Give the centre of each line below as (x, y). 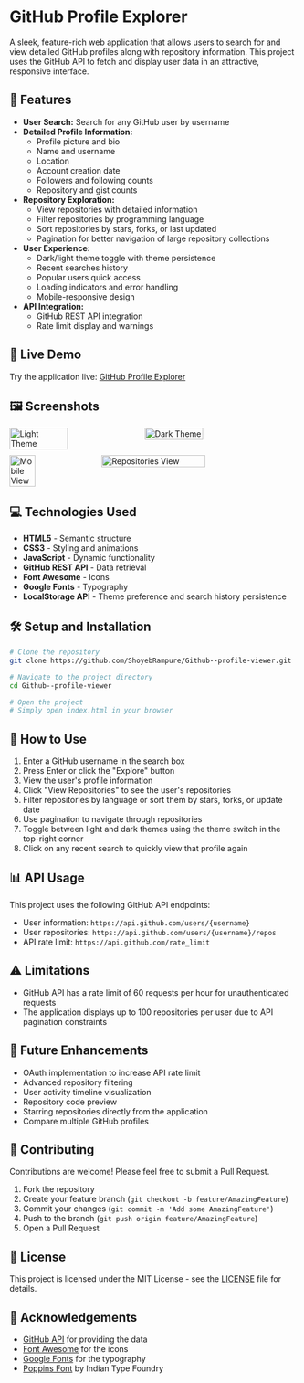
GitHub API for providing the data (85, 1339)
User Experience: (56, 248)
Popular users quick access (89, 277)
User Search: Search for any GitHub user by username (126, 121)
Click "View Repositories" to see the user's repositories (126, 790)
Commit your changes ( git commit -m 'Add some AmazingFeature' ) (148, 1209)
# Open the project (47, 702)
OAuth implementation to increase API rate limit (111, 1072)
